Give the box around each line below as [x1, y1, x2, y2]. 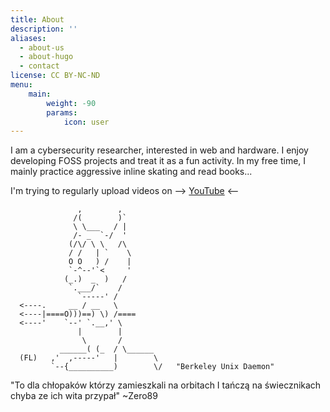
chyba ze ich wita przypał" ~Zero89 [10, 390, 158, 402]
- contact [19, 61, 60, 71]
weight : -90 [46, 98, 97, 108]
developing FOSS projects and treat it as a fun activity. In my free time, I [10, 155, 307, 167]
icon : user [63, 117, 110, 127]
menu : [10, 80, 33, 90]
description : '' [10, 24, 78, 34]
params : [46, 107, 78, 118]
